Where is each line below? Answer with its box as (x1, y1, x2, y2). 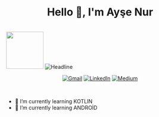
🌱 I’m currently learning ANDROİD (14, 104, 98, 111)
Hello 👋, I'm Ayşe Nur (46, 5, 154, 19)
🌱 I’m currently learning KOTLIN (14, 97, 93, 105)
